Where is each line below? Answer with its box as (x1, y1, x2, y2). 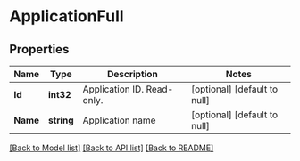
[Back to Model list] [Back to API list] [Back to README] (9, 142, 214, 153)
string (47, 114, 74, 126)
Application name (82, 114, 156, 126)
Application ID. (82, 83, 145, 95)
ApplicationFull (9, 6, 124, 27)
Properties (9, 42, 70, 57)
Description (106, 68, 158, 80)
